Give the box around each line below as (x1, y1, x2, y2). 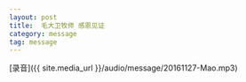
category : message (9, 29, 77, 38)
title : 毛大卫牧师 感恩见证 (9, 21, 105, 30)
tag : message (9, 37, 58, 47)
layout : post (9, 12, 58, 22)
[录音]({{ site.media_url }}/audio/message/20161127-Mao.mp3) (9, 63, 238, 73)
